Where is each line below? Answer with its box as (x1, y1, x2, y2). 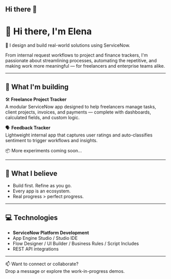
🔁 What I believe (5, 169, 58, 178)
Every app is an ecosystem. (12, 188, 71, 194)
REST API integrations (12, 245, 59, 252)
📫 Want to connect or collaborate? (5, 261, 79, 267)
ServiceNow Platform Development (12, 230, 89, 236)
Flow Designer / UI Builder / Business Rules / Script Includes (12, 240, 139, 246)
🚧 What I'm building (5, 82, 69, 91)
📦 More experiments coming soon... (5, 148, 82, 154)
